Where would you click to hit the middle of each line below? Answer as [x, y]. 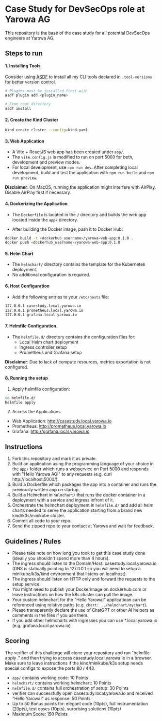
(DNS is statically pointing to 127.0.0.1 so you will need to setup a [76, 569]
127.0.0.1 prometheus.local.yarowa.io [44, 310]
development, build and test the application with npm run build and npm [83, 173]
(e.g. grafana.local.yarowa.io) [41, 626]
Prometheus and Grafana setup [51, 352]
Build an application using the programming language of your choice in [83, 464]
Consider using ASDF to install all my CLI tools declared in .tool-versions [79, 77]
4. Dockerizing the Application [36, 203]
